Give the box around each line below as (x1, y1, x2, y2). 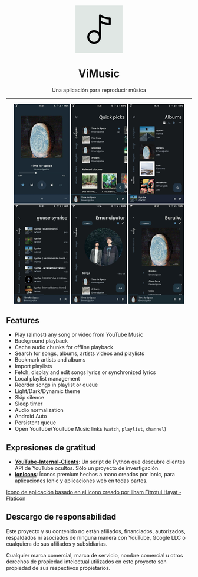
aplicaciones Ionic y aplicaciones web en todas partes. (14, 477, 148, 484)
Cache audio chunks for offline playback (14, 344, 114, 351)
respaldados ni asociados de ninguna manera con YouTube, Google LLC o (6, 534, 186, 541)
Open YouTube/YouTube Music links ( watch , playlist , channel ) (14, 426, 167, 433)
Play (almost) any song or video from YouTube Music (14, 331, 143, 339)
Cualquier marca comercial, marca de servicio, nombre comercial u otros (6, 552, 183, 559)
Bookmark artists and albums (14, 356, 86, 363)
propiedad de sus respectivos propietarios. (6, 564, 111, 571)
